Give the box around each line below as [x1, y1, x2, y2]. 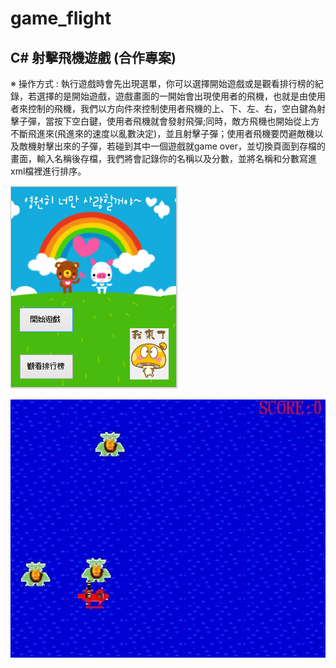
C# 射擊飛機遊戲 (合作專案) [10, 49, 177, 66]
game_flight [10, 7, 112, 30]
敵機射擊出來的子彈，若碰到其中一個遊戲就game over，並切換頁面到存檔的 [18, 140, 326, 152]
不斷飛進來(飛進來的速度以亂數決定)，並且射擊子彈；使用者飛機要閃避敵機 [10, 128, 315, 139]
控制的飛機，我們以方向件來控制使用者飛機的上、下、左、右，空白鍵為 [27, 103, 317, 114]
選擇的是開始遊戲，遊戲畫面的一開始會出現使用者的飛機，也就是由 [36, 90, 308, 102]
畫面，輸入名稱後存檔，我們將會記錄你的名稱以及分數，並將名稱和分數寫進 [10, 153, 317, 164]
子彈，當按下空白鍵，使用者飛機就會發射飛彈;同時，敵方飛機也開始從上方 [18, 115, 320, 127]
